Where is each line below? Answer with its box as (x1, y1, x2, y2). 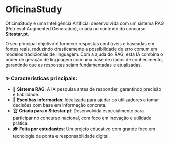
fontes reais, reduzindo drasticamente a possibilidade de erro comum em (5, 46, 158, 52)
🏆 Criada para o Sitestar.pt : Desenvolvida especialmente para (12, 108, 144, 114)
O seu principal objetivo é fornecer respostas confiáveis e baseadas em (5, 40, 155, 46)
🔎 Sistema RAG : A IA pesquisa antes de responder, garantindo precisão (12, 86, 161, 92)
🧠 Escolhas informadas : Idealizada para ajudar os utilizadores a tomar (12, 97, 159, 103)
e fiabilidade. (12, 92, 40, 98)
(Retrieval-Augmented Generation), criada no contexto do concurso (5, 25, 146, 31)
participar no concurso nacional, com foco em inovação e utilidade (12, 115, 152, 121)
